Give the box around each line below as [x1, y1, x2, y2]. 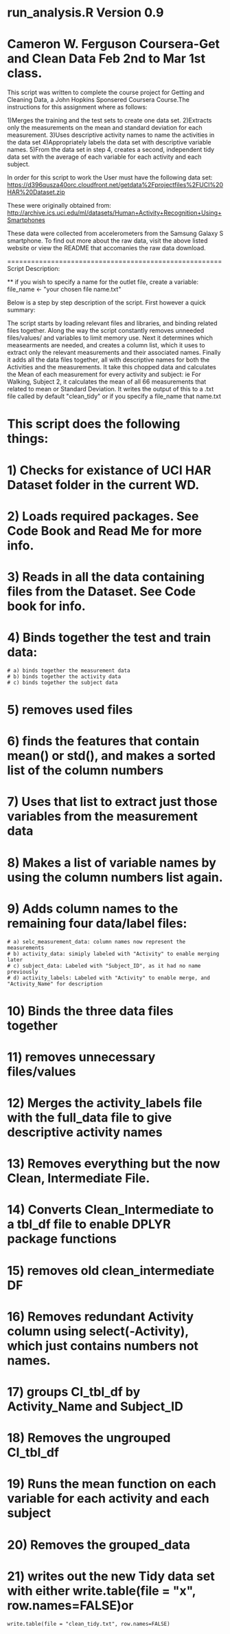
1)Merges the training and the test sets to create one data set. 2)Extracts [7, 116, 212, 124]
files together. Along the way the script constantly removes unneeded [7, 327, 205, 335]
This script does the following [7, 416, 181, 432]
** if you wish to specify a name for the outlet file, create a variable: [7, 278, 199, 286]
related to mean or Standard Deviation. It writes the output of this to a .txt [7, 385, 214, 393]
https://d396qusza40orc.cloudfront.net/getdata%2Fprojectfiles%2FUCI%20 [7, 181, 224, 189]
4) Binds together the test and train [7, 630, 211, 646]
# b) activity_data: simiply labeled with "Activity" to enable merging [7, 950, 220, 957]
